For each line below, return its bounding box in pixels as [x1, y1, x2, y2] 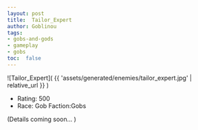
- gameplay [7, 42, 38, 49]
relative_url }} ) [7, 80, 49, 89]
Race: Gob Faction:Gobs [16, 101, 87, 110]
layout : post [7, 10, 45, 17]
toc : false [7, 55, 41, 62]
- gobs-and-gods [7, 36, 54, 43]
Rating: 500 [16, 94, 50, 102]
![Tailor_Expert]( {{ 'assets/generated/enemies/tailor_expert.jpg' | [7, 74, 192, 82]
